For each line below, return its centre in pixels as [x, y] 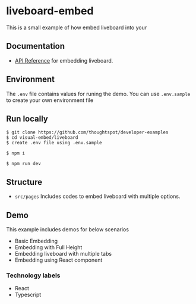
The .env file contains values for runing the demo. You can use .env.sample [98, 94]
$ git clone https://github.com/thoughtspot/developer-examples [87, 132]
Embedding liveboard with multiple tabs [63, 254]
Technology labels [33, 275]
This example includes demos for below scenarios [68, 229]
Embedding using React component [59, 260]
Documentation [36, 46]
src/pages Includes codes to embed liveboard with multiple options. [97, 196]
